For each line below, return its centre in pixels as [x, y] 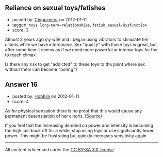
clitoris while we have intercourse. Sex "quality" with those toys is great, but [81, 44]
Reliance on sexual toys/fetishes [55, 8]
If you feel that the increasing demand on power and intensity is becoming [79, 125]
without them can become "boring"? [41, 69]
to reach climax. [21, 55]
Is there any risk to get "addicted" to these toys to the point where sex [75, 64]
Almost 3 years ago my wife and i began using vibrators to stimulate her [77, 39]
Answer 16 [21, 85]
